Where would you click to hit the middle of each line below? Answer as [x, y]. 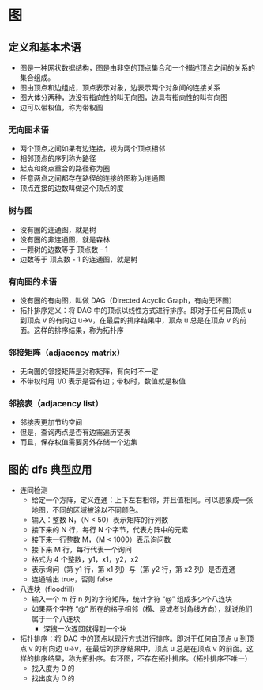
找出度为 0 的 [53, 678]
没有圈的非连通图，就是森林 [65, 239]
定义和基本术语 [45, 47]
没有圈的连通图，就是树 [58, 229]
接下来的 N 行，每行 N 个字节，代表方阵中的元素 [110, 530]
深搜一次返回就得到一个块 [85, 629]
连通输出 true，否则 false [72, 579]
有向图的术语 [33, 281]
